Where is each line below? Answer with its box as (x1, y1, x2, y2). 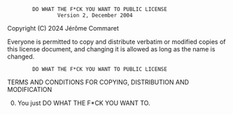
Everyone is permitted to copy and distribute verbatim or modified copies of (7, 38, 226, 46)
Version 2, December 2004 (57, 12, 133, 19)
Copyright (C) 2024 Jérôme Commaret (7, 24, 119, 32)
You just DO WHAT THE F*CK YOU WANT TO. (17, 99, 150, 107)
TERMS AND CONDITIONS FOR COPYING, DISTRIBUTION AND (7, 78, 190, 86)
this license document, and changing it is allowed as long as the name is (7, 45, 216, 53)
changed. (7, 52, 35, 60)
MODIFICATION (7, 85, 52, 93)
